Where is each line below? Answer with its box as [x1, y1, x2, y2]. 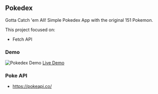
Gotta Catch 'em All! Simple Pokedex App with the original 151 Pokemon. [5, 17, 154, 23]
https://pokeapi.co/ [12, 84, 52, 90]
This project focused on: [5, 27, 56, 33]
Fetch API [12, 36, 32, 42]
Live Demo [42, 60, 65, 66]
